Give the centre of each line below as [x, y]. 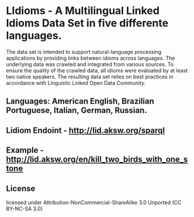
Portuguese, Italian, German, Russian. [77, 110]
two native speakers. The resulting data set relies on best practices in [90, 77]
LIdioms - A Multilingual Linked [83, 11]
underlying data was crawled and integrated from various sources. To [90, 64]
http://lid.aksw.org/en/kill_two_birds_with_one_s [97, 159]
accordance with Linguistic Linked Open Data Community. [76, 82]
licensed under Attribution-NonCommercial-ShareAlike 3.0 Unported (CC [94, 202]
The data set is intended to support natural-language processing [84, 51]
